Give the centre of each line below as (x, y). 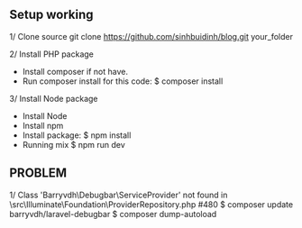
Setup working (51, 15)
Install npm (43, 125)
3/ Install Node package (54, 98)
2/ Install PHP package (52, 54)
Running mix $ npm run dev (74, 144)
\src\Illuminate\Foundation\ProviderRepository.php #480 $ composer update (151, 204)
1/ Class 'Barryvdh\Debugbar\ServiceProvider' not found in (119, 195)
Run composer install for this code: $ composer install (123, 81)
